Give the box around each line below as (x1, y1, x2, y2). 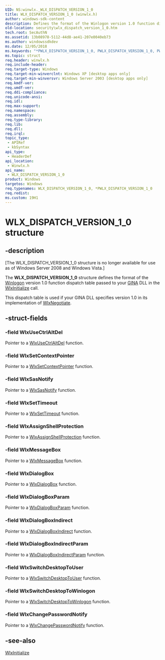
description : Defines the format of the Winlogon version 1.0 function (5, 21, 155, 26)
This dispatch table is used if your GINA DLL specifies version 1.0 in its (5, 294, 148, 300)
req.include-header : (5, 62, 48, 67)
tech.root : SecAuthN (5, 30, 48, 35)
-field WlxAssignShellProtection (5, 423, 84, 430)
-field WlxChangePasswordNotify (5, 611, 87, 618)
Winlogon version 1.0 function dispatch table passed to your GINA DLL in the (5, 280, 160, 286)
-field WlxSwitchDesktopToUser (5, 564, 84, 571)
